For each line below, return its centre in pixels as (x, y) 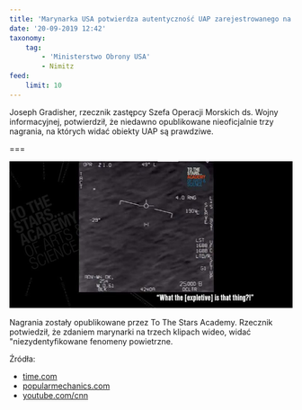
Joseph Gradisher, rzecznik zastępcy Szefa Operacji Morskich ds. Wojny (144, 111)
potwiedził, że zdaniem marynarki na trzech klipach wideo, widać (130, 332)
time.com (40, 376)
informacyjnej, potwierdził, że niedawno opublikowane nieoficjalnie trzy (142, 121)
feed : (19, 76)
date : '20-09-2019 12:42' (58, 28)
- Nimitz (58, 67)
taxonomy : (28, 38)
